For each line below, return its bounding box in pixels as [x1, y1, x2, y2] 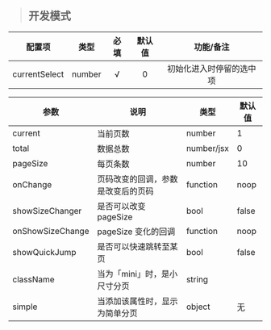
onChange [12, 178, 52, 190]
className [12, 274, 55, 285]
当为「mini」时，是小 [96, 268, 178, 279]
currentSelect [12, 69, 65, 80]
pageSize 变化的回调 [96, 226, 176, 237]
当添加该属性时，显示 [96, 295, 178, 307]
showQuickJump [12, 246, 77, 257]
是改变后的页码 [96, 186, 154, 197]
